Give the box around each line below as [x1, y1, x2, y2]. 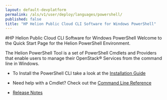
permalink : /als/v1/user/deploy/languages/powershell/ [5, 12, 123, 17]
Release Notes [12, 89, 43, 95]
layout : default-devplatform [5, 7, 66, 12]
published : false [5, 16, 42, 21]
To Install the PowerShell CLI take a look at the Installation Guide [12, 70, 146, 76]
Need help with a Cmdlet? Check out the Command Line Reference [12, 80, 152, 86]
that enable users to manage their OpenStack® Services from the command [5, 55, 162, 61]
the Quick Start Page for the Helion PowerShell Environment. [5, 40, 131, 46]
